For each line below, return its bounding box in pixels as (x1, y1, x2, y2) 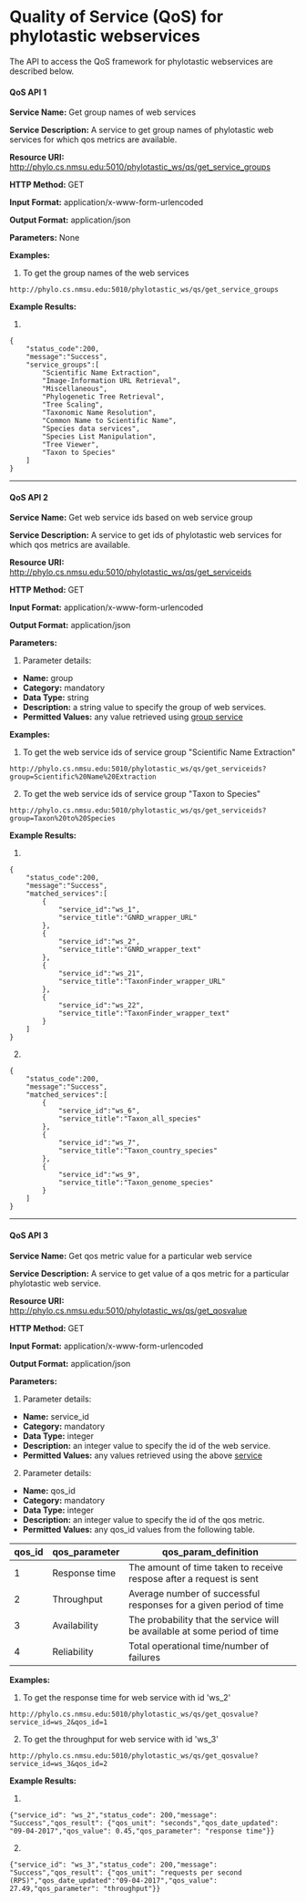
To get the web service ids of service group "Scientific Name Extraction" (22, 747, 296, 758)
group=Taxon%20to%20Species (9, 814, 117, 823)
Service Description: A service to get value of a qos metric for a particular (9, 1267, 290, 1278)
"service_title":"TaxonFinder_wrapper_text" (57, 1009, 230, 1018)
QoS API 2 (9, 491, 48, 502)
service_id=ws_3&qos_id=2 (9, 1759, 107, 1768)
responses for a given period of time (128, 1598, 284, 1611)
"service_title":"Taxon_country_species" (57, 1146, 219, 1155)
